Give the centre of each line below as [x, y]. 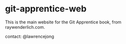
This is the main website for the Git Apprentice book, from [63, 22]
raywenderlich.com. [25, 27]
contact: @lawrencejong [30, 36]
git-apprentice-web [46, 9]
